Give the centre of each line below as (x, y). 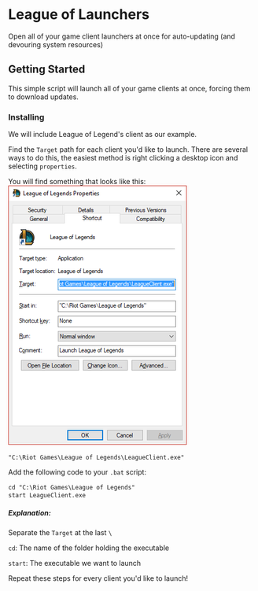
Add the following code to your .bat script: (77, 472)
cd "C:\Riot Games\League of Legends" (72, 488)
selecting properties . (42, 166)
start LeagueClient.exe (47, 496)
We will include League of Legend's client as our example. (103, 135)
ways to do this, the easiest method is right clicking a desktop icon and (123, 158)
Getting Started (47, 70)
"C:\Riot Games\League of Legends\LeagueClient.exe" (96, 458)
